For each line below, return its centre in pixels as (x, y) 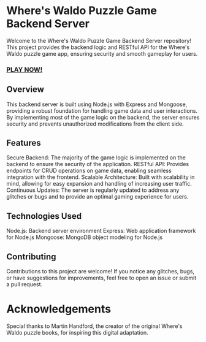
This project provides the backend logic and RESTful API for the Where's (98, 47)
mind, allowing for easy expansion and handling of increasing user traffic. (99, 184)
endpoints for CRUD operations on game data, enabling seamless (89, 171)
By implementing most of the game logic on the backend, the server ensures (103, 117)
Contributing (31, 256)
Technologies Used (44, 216)
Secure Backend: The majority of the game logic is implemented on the (96, 158)
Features (24, 143)
